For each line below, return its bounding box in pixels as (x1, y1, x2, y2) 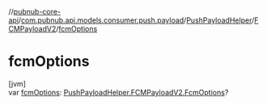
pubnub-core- (13, 7, 61, 16)
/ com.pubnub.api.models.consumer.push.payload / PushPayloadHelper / (18, 15, 255, 25)
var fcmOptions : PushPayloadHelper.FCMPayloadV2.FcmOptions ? (8, 87, 229, 97)
